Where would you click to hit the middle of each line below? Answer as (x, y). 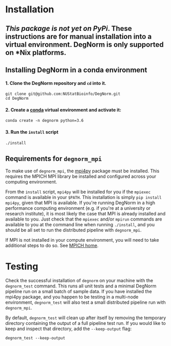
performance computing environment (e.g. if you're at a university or (78, 208)
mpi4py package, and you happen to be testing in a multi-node (72, 297)
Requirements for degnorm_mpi (54, 159)
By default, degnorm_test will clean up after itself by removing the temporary (86, 318)
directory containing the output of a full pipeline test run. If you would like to (85, 323)
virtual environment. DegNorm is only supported (85, 44)
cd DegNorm (17, 99)
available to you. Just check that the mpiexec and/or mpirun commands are (84, 219)
